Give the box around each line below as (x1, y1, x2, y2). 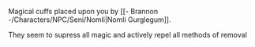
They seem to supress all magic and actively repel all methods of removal (8, 31, 247, 39)
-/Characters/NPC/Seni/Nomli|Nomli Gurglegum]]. (8, 15, 171, 24)
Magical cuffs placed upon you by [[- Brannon (8, 7, 159, 16)
